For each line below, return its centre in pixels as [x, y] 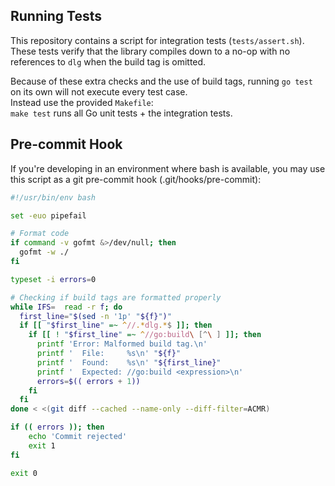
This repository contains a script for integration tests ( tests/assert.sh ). [157, 40]
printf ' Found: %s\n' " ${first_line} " [129, 362]
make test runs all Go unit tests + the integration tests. [121, 113]
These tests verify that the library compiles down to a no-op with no [150, 51]
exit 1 [42, 445]
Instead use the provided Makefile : [82, 102]
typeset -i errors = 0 [53, 279]
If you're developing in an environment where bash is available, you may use [168, 168]
